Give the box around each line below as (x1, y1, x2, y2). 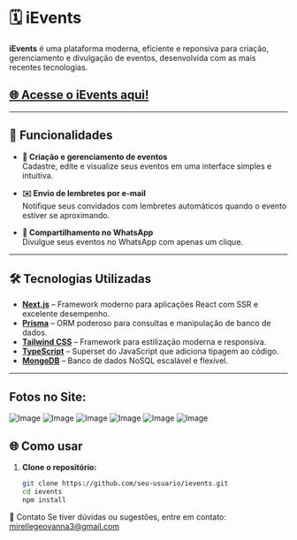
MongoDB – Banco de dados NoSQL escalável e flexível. (21, 355, 228, 366)
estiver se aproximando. (21, 209, 110, 220)
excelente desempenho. (21, 308, 110, 319)
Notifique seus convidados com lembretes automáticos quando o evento (21, 201, 287, 211)
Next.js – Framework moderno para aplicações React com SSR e (21, 299, 259, 310)
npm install (21, 495, 66, 505)
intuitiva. (21, 170, 54, 180)
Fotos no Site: (9, 389, 87, 404)
